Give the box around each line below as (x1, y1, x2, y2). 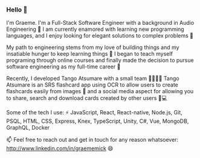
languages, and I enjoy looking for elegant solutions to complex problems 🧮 (6, 32, 193, 39)
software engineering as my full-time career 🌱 (6, 63, 121, 70)
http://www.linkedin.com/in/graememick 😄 (6, 145, 114, 152)
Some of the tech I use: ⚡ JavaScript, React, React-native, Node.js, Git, (6, 109, 182, 116)
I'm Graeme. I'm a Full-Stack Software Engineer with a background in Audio (6, 19, 195, 27)
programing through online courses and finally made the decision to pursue (6, 57, 195, 64)
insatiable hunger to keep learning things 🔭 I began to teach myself (6, 50, 173, 58)
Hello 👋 (6, 5, 28, 14)
